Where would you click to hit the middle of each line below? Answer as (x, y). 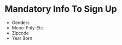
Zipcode (20, 33)
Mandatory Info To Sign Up (61, 9)
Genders (21, 22)
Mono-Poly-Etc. (28, 27)
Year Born (22, 38)
